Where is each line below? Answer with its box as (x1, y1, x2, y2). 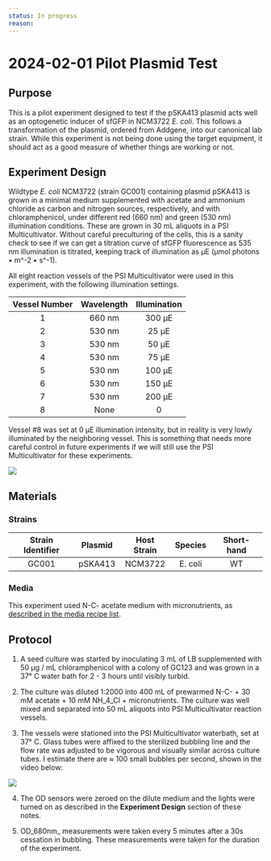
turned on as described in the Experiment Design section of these (19, 802, 242, 812)
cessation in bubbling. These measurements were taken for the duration (19, 835, 260, 845)
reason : (8, 19, 35, 27)
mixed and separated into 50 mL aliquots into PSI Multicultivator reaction (19, 704, 262, 714)
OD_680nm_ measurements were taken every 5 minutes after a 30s (19, 826, 244, 836)
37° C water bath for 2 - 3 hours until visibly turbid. (19, 671, 190, 681)
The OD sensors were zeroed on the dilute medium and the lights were (19, 793, 256, 804)
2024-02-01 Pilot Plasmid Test (8, 54, 218, 73)
